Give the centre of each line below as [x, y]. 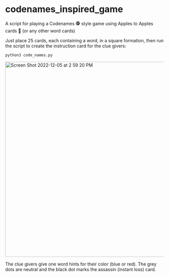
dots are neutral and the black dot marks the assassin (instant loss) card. [81, 269]
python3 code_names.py [29, 55]
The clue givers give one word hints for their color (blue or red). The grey [81, 264]
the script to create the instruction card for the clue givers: [66, 46]
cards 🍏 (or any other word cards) [40, 31]
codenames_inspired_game [64, 9]
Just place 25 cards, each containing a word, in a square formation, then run [84, 40]
